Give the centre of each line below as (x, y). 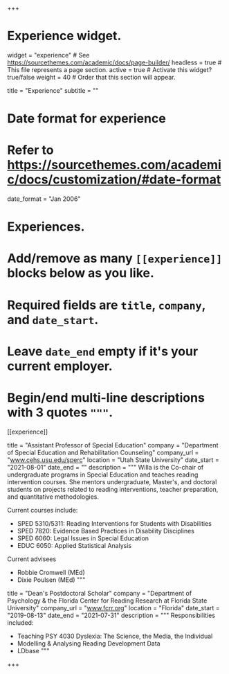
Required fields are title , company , (107, 305)
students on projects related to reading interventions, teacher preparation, (113, 489)
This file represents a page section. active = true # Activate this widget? (110, 69)
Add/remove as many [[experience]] (115, 259)
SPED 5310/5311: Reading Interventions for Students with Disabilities (114, 523)
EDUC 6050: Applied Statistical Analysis (74, 545)
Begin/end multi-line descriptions (106, 398)
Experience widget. (64, 36)
